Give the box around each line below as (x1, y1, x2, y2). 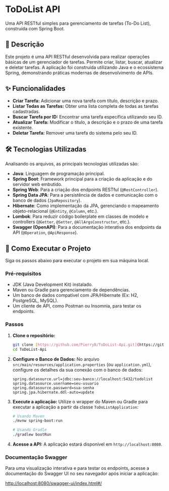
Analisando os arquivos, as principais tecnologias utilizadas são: (5, 161, 139, 167)
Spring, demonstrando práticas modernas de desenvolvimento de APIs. (5, 70, 154, 76)
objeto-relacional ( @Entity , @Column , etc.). (12, 208, 98, 214)
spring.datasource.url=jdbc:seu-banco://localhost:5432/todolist (12, 377, 153, 382)
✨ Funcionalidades (5, 84, 66, 93)
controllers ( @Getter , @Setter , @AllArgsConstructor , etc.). (12, 219, 131, 225)
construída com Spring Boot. (5, 25, 65, 31)
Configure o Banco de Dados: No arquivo (12, 356, 100, 362)
